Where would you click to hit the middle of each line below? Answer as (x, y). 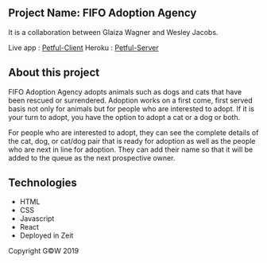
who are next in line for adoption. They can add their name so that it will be (131, 149)
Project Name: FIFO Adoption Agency (103, 13)
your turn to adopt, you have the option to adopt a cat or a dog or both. (124, 117)
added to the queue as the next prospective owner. (92, 157)
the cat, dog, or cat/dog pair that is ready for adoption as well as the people (132, 141)
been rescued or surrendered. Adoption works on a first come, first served (130, 100)
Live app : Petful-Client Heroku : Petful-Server (83, 48)
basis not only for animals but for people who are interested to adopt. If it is (131, 108)
